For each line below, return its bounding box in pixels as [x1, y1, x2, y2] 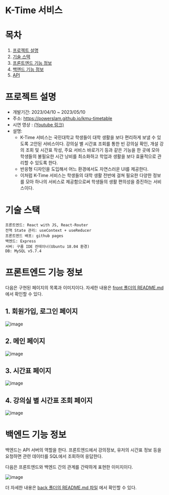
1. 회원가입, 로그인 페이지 [5, 307, 78, 316]
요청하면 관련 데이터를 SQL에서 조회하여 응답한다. [5, 453, 103, 460]
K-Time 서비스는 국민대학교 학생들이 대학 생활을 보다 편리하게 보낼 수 [20, 135, 156, 141]
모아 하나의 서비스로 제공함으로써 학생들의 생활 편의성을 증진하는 [25, 179, 152, 185]
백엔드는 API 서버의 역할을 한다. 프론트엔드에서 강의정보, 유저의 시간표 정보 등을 [5, 447, 161, 453]
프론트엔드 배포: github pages [5, 233, 64, 238]
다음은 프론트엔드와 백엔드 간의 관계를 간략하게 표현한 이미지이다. [5, 464, 134, 470]
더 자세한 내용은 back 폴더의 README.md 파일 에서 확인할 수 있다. [5, 484, 137, 491]
